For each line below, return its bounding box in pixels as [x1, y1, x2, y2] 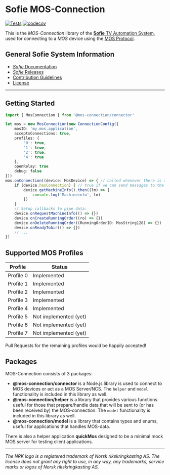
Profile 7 [8, 330, 28, 337]
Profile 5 [8, 313, 28, 320]
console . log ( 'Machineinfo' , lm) [32, 192, 101, 197]
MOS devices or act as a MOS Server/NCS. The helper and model [12, 385, 148, 392]
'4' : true [23, 154, 44, 160]
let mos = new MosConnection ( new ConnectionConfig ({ [5, 121, 119, 127]
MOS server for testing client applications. [5, 439, 93, 445]
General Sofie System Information [5, 50, 115, 59]
